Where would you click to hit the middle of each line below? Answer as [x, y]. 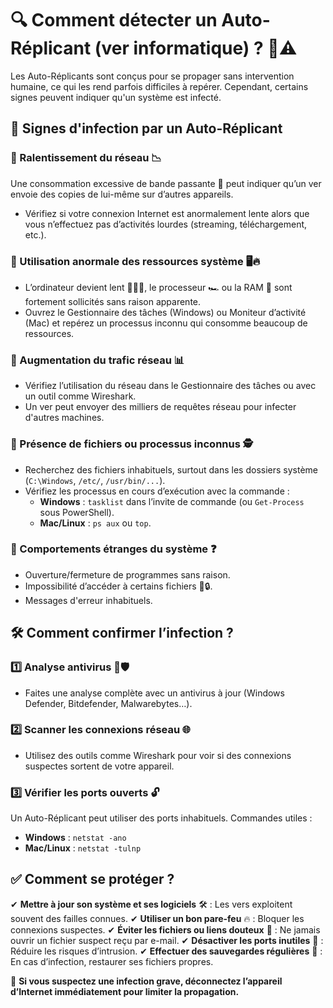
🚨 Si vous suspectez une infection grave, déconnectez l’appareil [146, 981]
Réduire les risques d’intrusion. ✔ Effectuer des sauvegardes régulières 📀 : [166, 951]
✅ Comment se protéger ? [92, 879]
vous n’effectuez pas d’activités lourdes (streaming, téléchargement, [166, 224]
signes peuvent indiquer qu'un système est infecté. [116, 97]
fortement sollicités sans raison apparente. [113, 301]
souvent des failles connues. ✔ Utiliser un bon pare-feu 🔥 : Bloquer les [157, 918]
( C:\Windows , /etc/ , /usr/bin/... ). [95, 480]
